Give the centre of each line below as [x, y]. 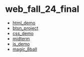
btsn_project [25, 28]
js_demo [21, 44]
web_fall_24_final [42, 9]
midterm [21, 39]
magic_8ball [25, 49]
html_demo [24, 23]
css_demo [23, 33]
